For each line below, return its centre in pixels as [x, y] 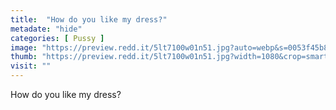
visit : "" [31, 66]
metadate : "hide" [46, 29]
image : [24, 47]
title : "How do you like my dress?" [89, 19]
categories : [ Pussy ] [57, 38]
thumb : [24, 57]
